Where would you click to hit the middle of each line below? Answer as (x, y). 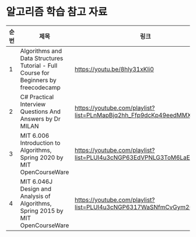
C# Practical (37, 97)
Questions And (41, 111)
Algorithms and (41, 51)
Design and (36, 189)
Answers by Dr (40, 118)
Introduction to (40, 142)
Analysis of (35, 196)
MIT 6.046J (36, 182)
